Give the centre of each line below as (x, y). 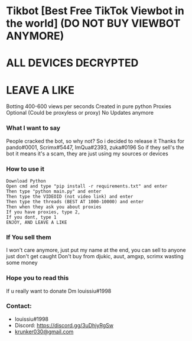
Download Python (26, 181)
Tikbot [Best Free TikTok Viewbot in (95, 11)
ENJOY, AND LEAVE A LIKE (37, 222)
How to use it (25, 168)
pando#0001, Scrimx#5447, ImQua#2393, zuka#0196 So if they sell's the (95, 147)
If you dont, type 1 (32, 217)
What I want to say (33, 128)
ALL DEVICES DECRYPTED (72, 63)
